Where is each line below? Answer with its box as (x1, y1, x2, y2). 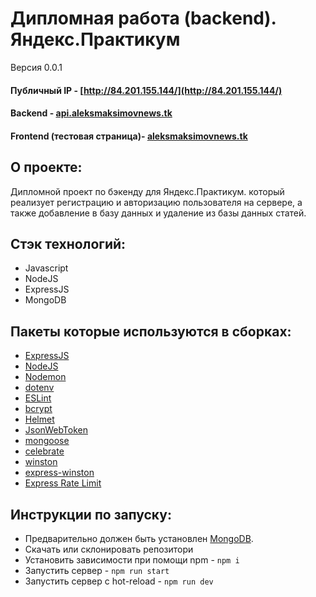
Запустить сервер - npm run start (24, 564, 170, 576)
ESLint (24, 392, 52, 404)
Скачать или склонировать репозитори (24, 543, 194, 555)
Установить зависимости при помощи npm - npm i (24, 553, 240, 566)
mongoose (24, 435, 70, 447)
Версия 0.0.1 (10, 61, 63, 73)
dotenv (24, 382, 55, 394)
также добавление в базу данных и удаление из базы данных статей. (10, 207, 307, 219)
